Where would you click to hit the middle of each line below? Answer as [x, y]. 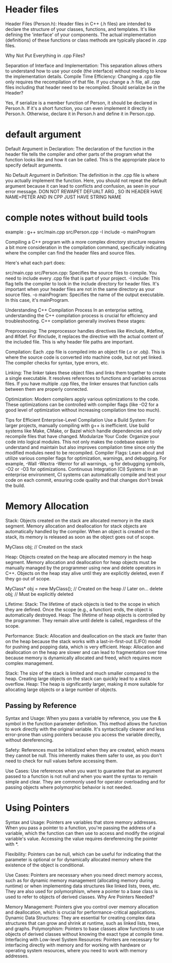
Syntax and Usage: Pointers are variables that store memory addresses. [81, 822]
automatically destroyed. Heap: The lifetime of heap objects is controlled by [85, 615]
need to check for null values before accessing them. [62, 761]
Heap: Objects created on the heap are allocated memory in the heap [79, 557]
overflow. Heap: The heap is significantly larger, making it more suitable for [85, 684]
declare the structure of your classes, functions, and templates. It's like [80, 29]
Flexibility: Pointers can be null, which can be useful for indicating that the [83, 854]
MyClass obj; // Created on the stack [44, 547]
